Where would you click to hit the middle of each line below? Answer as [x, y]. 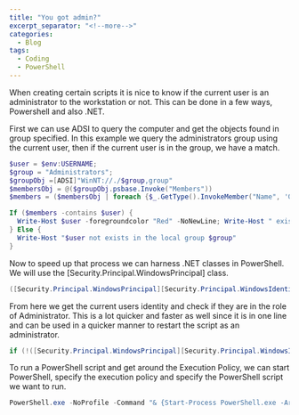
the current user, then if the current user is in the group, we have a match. [145, 147]
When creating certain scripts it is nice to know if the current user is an [139, 92]
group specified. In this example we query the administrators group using [144, 138]
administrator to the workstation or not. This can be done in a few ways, [141, 102]
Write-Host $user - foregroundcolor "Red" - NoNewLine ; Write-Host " [145, 222]
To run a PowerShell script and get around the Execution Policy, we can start [149, 368]
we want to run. [38, 387]
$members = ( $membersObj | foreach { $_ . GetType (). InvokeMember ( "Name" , [145, 197]
